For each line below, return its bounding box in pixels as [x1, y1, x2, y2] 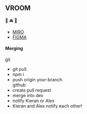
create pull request [12, 87, 51, 93]
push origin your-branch [12, 77, 63, 83]
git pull [12, 66, 26, 72]
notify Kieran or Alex [12, 98, 55, 104]
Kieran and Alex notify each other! [12, 103, 83, 109]
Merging [5, 46, 23, 52]
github [12, 82, 26, 88]
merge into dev [12, 93, 44, 99]
